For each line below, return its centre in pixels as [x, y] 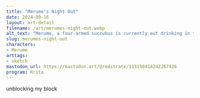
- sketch [17, 61]
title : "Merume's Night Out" [42, 12]
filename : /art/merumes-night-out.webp [56, 28]
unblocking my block [32, 89]
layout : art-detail [30, 22]
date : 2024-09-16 [28, 17]
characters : [21, 45]
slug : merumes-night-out [37, 39]
